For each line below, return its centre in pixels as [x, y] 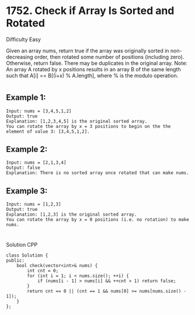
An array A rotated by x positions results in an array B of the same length [93, 69]
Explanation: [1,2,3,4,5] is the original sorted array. [77, 121]
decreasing [20, 57]
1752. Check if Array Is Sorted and [90, 11]
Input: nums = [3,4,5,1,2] [39, 111]
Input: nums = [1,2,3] [34, 205]
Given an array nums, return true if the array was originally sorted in [88, 50]
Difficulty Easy [23, 39]
